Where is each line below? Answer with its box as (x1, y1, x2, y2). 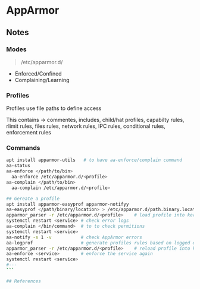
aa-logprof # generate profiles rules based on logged (6, 240, 190, 246)
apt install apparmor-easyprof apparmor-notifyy (6, 201, 129, 207)
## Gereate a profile (6, 196, 60, 202)
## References (6, 278, 42, 284)
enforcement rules (6, 129, 52, 136)
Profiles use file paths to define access (6, 105, 102, 112)
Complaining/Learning (14, 76, 70, 83)
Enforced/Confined (14, 70, 62, 77)
